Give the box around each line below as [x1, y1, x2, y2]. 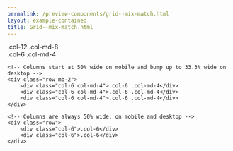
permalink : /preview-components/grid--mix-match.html [7, 10, 170, 18]
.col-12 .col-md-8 [7, 43, 59, 52]
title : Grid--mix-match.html [7, 23, 93, 30]
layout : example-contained [7, 17, 87, 24]
